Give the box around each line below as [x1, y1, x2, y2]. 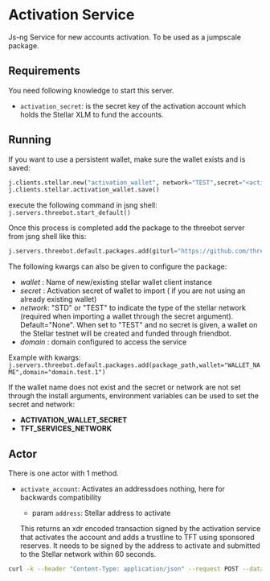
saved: [8, 163, 31, 172]
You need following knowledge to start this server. [8, 85, 174, 95]
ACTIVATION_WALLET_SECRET [19, 415, 128, 425]
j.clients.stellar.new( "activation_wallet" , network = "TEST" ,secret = [8, 179, 243, 187]
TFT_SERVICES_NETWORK [19, 424, 112, 434]
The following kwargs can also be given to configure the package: [8, 262, 227, 271]
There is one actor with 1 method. [8, 468, 119, 478]
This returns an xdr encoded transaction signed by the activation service [19, 524, 261, 533]
